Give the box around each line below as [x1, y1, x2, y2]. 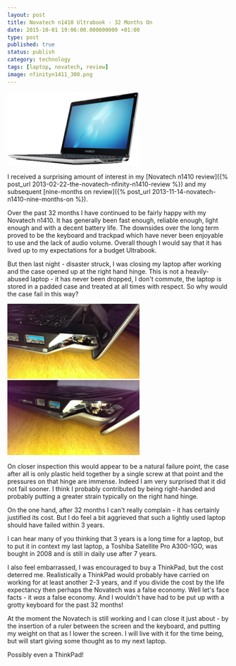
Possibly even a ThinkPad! [7, 650, 84, 659]
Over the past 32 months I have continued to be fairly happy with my [7, 208, 206, 217]
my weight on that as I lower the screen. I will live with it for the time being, [7, 629, 224, 638]
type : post [7, 34, 39, 41]
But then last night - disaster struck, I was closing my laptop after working [7, 260, 222, 268]
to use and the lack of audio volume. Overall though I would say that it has [7, 238, 222, 247]
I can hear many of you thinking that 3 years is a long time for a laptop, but [7, 534, 224, 543]
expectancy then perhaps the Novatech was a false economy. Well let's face [7, 586, 230, 594]
